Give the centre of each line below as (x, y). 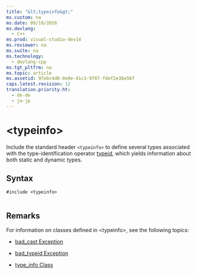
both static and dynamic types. (44, 160)
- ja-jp (21, 101)
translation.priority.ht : (38, 90)
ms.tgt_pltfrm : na (29, 67)
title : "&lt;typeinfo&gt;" (40, 12)
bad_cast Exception (39, 242)
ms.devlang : (21, 28)
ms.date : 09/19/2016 (32, 23)
